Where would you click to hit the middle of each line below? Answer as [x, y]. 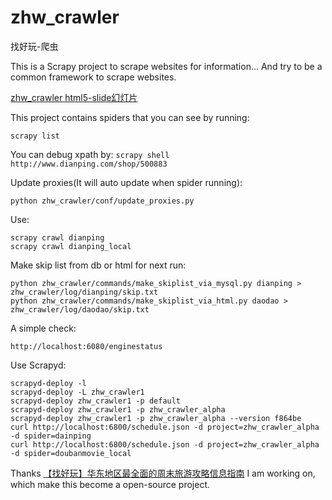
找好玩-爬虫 [34, 46]
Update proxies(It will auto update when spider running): [126, 182]
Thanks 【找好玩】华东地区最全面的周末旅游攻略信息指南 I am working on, [163, 473]
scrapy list [35, 136]
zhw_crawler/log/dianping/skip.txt [84, 292]
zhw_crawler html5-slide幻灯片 [74, 97]
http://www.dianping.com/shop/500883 [89, 164]
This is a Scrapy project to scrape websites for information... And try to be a [166, 66]
